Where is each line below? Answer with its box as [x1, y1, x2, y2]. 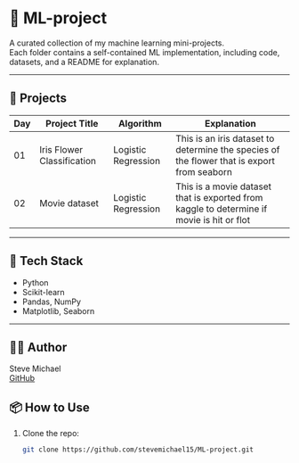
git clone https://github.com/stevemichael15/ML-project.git [21, 445, 255, 454]
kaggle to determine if [174, 203, 268, 215]
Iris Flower [39, 143, 84, 155]
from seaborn [174, 165, 233, 178]
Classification [39, 154, 96, 167]
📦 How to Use [9, 400, 91, 415]
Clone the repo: [21, 428, 80, 439]
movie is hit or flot [174, 213, 251, 226]
